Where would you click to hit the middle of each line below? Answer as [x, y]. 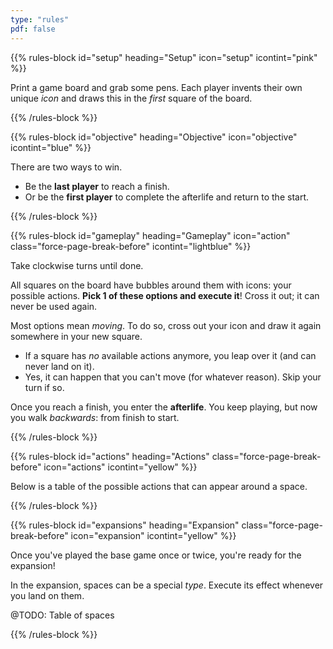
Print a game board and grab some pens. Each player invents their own [156, 87]
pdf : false [33, 29]
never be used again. [54, 306]
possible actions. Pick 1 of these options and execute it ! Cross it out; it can [165, 295]
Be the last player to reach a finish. [97, 186]
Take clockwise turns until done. [77, 265]
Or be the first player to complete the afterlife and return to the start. [166, 197]
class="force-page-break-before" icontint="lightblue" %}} [131, 246]
